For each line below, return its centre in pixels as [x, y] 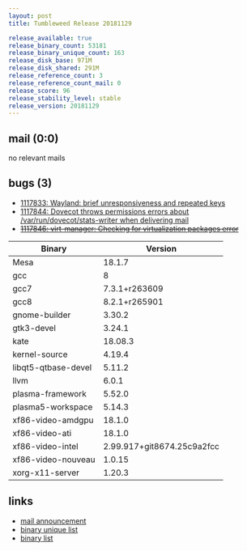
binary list [36, 538]
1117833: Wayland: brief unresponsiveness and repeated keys [123, 202]
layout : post [30, 16]
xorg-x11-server [46, 473]
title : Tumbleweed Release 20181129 [70, 23]
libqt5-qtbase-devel [52, 367]
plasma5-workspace [53, 407]
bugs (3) [30, 183]
